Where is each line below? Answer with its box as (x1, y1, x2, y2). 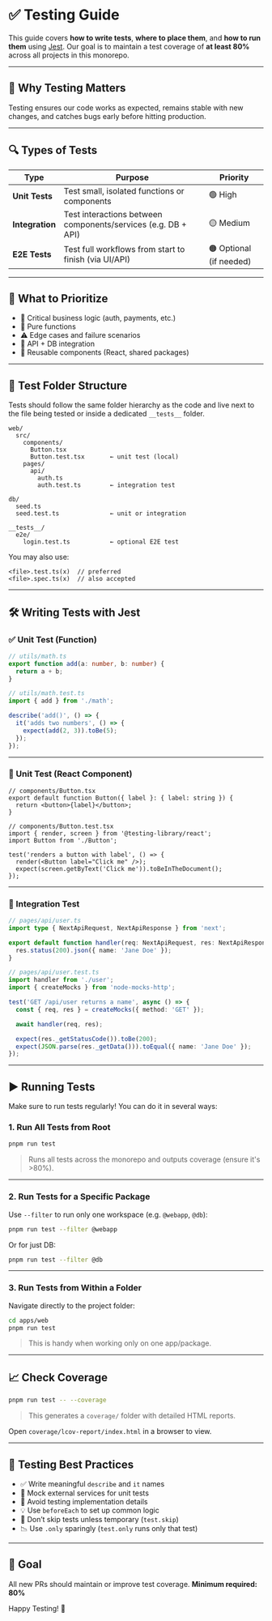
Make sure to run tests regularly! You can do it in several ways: (8, 1102, 218, 1111)
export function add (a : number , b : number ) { (8, 659, 164, 668)
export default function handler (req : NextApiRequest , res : (8, 938, 216, 947)
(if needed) (208, 255, 252, 267)
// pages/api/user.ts (8, 917, 82, 925)
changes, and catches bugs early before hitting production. (8, 111, 206, 121)
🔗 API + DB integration (19, 339, 96, 349)
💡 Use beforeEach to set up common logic (19, 1505, 159, 1515)
